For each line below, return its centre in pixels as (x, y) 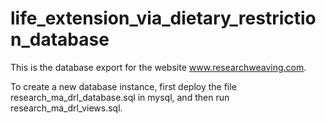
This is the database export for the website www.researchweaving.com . (158, 67)
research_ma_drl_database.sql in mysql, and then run (120, 97)
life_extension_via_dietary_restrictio (163, 18)
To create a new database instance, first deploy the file (123, 86)
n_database (60, 39)
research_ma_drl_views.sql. (66, 108)
